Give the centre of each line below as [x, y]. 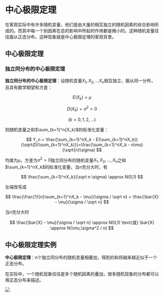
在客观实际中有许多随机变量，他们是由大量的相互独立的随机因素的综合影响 [80, 25]
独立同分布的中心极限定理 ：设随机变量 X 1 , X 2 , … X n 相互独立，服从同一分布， [80, 81]
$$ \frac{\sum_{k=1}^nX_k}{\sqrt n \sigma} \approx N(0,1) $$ [82, 177]
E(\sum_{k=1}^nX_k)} [117, 139]
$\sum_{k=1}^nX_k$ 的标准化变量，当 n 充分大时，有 [56, 167]
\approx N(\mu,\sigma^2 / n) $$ [82, 228]
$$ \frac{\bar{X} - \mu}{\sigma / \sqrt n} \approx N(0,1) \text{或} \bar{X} [82, 223]
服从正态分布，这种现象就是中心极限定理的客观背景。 [62, 37]
